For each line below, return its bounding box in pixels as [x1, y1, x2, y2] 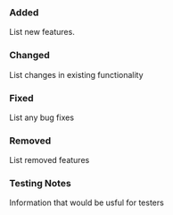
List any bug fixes [9, 112, 74, 123]
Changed [9, 49, 51, 62]
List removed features [9, 155, 90, 166]
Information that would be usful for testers [9, 197, 165, 208]
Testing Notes [9, 177, 71, 190]
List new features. [9, 27, 76, 38]
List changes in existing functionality [9, 69, 144, 80]
